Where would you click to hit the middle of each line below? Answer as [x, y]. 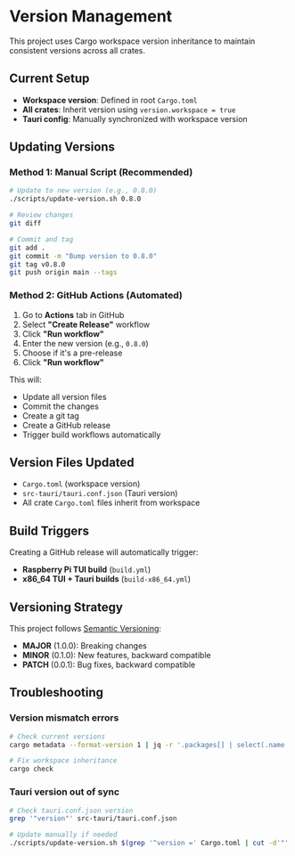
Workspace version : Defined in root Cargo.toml [110, 100]
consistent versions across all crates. [77, 50]
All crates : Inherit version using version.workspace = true [129, 110]
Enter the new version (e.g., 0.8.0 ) [85, 343]
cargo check [31, 769]
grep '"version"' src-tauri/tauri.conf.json [93, 819]
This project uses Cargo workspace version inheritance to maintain [132, 41]
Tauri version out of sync [65, 792]
